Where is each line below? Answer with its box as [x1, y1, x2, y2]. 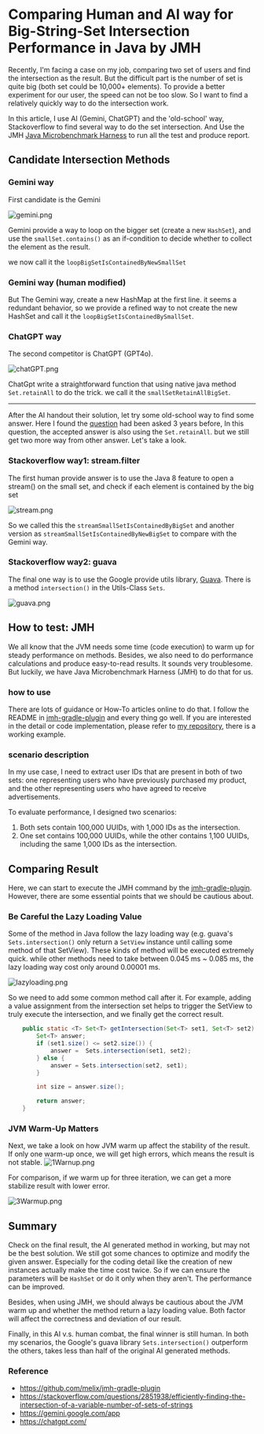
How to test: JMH [8, 621, 95, 634]
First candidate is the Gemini [8, 194, 101, 204]
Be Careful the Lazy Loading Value [8, 911, 142, 922]
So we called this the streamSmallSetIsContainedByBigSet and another [8, 520, 235, 530]
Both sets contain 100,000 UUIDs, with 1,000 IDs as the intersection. [19, 822, 240, 832]
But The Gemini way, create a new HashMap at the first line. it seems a [8, 294, 237, 304]
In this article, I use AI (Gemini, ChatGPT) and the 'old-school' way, [8, 113, 225, 123]
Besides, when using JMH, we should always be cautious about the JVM [8, 1297, 244, 1307]
